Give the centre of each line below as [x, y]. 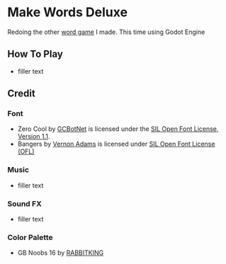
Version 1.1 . [34, 137]
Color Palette [30, 237]
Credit [21, 94]
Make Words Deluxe [68, 12]
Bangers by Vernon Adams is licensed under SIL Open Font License [116, 144]
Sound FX [24, 204]
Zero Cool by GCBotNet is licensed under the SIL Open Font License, [118, 129]
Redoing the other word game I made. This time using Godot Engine [106, 32]
